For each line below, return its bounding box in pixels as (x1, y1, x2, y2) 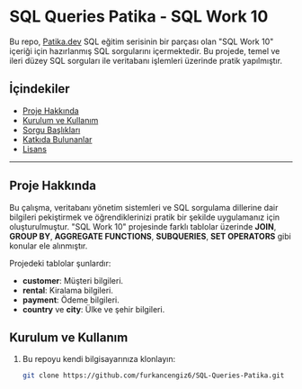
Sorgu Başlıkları (22, 124, 81, 135)
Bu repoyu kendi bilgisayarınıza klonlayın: (22, 354, 176, 365)
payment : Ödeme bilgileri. (22, 294, 120, 305)
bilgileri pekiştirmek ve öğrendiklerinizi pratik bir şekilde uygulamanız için (9, 212, 280, 222)
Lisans (22, 143, 48, 154)
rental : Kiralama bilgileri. (22, 285, 114, 295)
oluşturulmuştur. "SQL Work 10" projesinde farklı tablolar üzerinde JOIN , (9, 221, 277, 231)
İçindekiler (9, 81, 70, 96)
